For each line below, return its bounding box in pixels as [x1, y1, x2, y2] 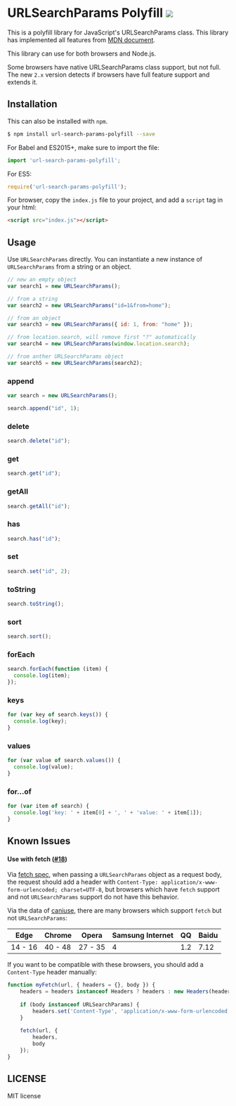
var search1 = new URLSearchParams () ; [7, 283, 121, 290]
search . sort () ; [7, 633, 52, 641]
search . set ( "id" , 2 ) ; [7, 567, 71, 574]
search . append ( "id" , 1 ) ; [7, 404, 80, 412]
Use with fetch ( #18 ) [7, 854, 68, 863]
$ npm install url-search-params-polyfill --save [7, 130, 156, 138]
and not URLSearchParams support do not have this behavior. [7, 893, 179, 901]
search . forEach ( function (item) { [7, 666, 109, 673]
